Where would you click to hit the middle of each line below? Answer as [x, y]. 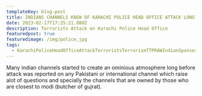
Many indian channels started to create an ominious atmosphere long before [101, 67]
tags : [13, 45]
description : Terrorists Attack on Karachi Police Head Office [87, 28]
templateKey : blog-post [36, 12]
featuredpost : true [31, 34]
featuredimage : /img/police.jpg [47, 39]
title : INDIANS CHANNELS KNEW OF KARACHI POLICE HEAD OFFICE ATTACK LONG [101, 17]
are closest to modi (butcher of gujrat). [54, 86]
